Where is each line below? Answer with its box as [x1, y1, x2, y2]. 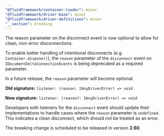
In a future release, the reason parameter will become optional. [5, 75, 134, 81]
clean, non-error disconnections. [5, 40, 73, 46]
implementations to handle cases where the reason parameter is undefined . [5, 110, 160, 116]
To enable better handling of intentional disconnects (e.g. [5, 50, 123, 56]
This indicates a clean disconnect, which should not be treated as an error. [5, 115, 159, 121]
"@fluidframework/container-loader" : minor [5, 7, 97, 12]
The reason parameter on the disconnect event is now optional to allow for [5, 35, 159, 41]
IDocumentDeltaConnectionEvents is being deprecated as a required [5, 60, 143, 66]
